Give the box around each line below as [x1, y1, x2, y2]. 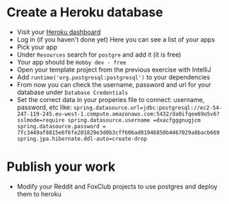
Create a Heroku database [6, 4, 163, 21]
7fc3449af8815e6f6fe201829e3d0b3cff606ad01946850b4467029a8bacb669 [16, 129, 220, 136]
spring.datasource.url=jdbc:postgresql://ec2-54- [73, 104, 223, 111]
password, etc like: [16, 103, 72, 111]
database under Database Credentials [16, 88, 129, 96]
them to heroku [16, 189, 61, 198]
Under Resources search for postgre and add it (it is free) [16, 50, 182, 59]
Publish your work [6, 159, 116, 175]
